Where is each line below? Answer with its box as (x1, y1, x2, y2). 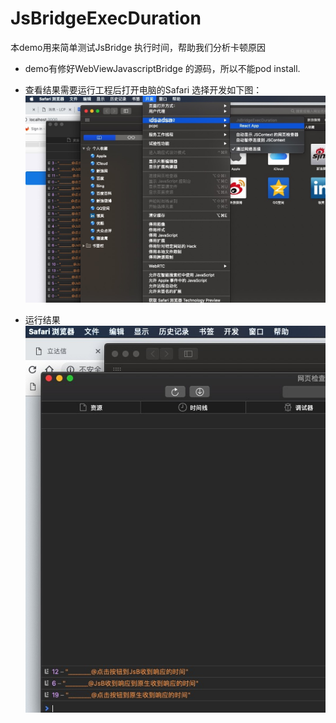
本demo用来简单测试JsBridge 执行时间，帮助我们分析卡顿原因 (10, 41, 266, 53)
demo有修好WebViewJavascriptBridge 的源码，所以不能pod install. (24, 62, 301, 74)
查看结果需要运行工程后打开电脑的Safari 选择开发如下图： (24, 83, 263, 96)
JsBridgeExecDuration (10, 7, 202, 30)
